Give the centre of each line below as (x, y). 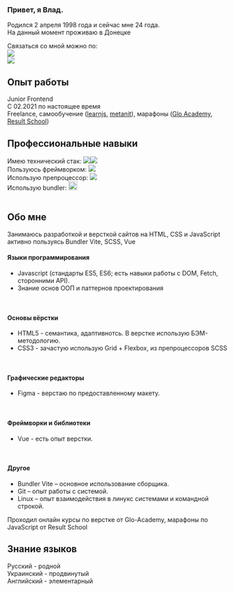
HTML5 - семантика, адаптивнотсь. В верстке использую (103, 333)
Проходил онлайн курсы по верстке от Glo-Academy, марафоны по (108, 519)
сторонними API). (43, 280)
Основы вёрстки (33, 317)
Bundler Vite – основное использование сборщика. (93, 483)
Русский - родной (34, 566)
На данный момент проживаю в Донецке (69, 32)
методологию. (39, 340)
